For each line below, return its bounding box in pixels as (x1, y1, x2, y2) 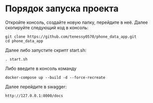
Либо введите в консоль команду (5, 65, 77, 71)
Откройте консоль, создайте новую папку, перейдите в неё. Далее (5, 19, 148, 25)
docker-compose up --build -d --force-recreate (5, 75, 106, 80)
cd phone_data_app (5, 38, 43, 44)
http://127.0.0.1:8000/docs (5, 93, 64, 98)
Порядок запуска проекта (5, 3, 119, 14)
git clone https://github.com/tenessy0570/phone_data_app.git (5, 34, 137, 39)
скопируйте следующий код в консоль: (5, 24, 88, 30)
